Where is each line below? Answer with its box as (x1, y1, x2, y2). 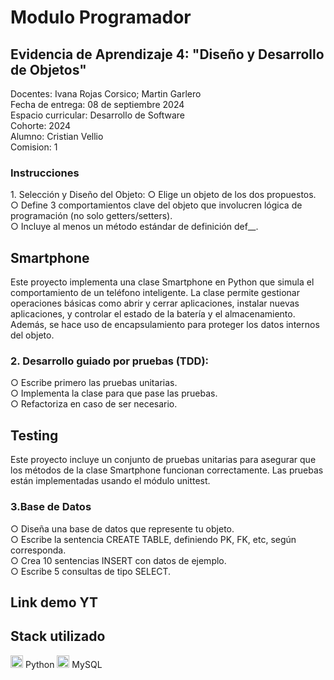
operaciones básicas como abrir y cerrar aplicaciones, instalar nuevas (10, 297, 300, 310)
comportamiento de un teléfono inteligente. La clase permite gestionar (10, 287, 300, 299)
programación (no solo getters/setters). (10, 210, 173, 222)
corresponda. (10, 544, 67, 556)
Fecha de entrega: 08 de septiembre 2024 (10, 99, 185, 110)
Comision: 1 (10, 141, 58, 153)
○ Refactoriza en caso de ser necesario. (10, 398, 178, 410)
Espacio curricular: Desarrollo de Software (10, 109, 186, 121)
